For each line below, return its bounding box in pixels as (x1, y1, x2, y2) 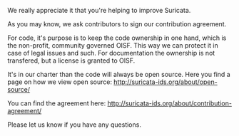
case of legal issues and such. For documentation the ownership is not (7, 49, 215, 57)
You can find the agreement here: (7, 99, 106, 108)
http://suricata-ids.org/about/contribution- (107, 99, 232, 108)
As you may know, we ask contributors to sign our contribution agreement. (7, 20, 227, 28)
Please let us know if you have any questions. (7, 120, 141, 129)
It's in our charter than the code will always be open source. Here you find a (7, 70, 230, 78)
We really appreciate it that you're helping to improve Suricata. (7, 6, 191, 14)
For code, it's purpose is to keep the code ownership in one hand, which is (7, 33, 227, 42)
